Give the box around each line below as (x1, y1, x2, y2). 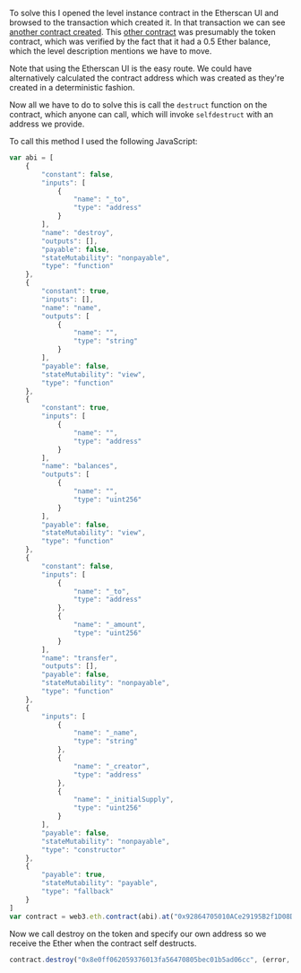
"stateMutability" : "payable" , (41, 879, 159, 888)
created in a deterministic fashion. (9, 83, 135, 92)
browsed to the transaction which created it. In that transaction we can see (9, 17, 286, 28)
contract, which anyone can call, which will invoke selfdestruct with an (9, 109, 273, 119)
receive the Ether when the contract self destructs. (9, 937, 197, 949)
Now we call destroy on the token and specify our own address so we (9, 928, 267, 939)
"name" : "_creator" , (73, 761, 150, 770)
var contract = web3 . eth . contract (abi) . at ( (9, 912, 175, 921)
